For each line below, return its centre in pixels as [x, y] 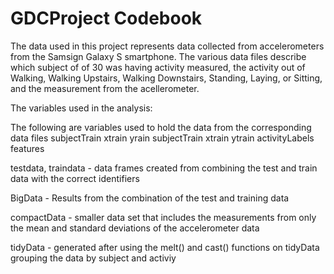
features [27, 148]
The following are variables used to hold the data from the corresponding [161, 127]
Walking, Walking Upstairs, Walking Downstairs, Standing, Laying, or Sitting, [166, 78]
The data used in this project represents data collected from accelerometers [167, 46]
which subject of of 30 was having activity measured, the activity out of [158, 67]
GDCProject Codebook [106, 18]
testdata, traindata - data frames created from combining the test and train [164, 168]
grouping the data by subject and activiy [93, 258]
